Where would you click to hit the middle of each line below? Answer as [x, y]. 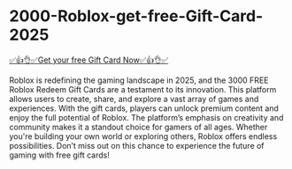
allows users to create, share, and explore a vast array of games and [134, 99]
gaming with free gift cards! [60, 155]
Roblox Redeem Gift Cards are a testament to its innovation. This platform [143, 89]
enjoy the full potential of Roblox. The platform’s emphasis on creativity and [146, 117]
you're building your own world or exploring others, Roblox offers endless [143, 136]
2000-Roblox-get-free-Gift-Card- [136, 16]
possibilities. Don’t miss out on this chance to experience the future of [137, 145]
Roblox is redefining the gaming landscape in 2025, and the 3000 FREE [139, 80]
